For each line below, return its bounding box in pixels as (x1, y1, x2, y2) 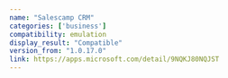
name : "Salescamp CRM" (9, 13, 95, 22)
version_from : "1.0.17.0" (9, 47, 106, 56)
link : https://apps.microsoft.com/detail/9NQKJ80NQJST (9, 55, 220, 64)
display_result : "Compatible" (9, 38, 123, 48)
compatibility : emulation (9, 30, 106, 39)
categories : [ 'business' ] (9, 22, 106, 30)
